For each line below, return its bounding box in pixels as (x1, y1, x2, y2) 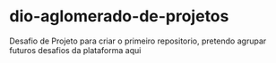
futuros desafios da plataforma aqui (9, 44, 142, 55)
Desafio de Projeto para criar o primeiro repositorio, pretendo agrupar (9, 35, 267, 46)
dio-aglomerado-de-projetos (9, 6, 229, 27)
